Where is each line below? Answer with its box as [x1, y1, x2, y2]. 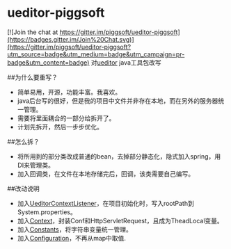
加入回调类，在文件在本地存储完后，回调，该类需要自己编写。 [17, 169, 195, 178]
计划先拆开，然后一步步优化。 [17, 122, 103, 131]
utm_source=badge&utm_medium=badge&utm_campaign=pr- [7, 50, 185, 58]
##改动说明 [7, 184, 40, 193]
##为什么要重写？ [7, 73, 58, 81]
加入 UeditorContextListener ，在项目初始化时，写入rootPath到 [17, 199, 195, 207]
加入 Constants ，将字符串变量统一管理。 [17, 225, 132, 234]
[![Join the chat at [7, 28, 58, 36]
